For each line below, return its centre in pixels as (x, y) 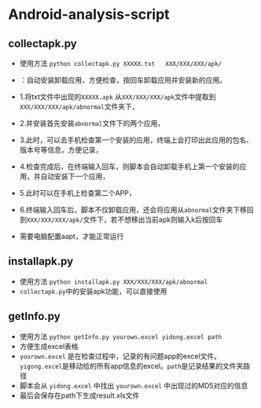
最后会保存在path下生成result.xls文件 (79, 395)
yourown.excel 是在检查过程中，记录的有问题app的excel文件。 (120, 356)
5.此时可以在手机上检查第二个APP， (77, 193)
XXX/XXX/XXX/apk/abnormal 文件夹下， (79, 107)
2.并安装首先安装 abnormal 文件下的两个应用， (92, 123)
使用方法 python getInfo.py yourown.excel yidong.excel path (121, 336)
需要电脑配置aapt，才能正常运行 (72, 236)
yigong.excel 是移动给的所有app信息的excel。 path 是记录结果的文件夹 (131, 366)
